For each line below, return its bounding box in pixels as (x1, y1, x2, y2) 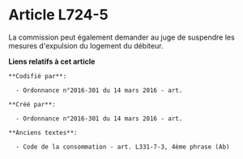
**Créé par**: (8, 100, 57, 108)
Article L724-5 (8, 6, 109, 24)
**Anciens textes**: (8, 128, 79, 136)
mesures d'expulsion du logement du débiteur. (8, 40, 164, 50)
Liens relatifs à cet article (8, 56, 96, 66)
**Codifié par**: (8, 72, 67, 80)
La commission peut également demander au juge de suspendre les (8, 32, 235, 42)
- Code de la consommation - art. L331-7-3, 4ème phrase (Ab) (15, 143, 230, 151)
